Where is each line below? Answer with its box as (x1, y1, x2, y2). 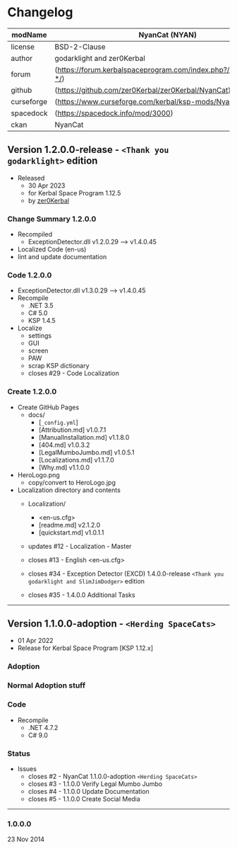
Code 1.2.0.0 (7, 270, 52, 280)
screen (28, 346, 49, 355)
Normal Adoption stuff (7, 680, 86, 690)
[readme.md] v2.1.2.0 (38, 520, 101, 529)
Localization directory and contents (17, 486, 121, 494)
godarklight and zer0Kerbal (54, 53, 146, 63)
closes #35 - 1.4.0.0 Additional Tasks (28, 591, 135, 599)
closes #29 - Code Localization (28, 369, 120, 377)
